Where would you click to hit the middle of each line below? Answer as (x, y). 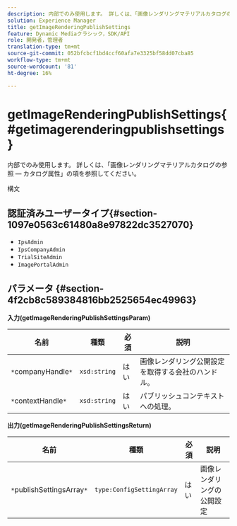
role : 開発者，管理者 (35, 40)
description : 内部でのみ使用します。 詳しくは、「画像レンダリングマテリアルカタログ (117, 14)
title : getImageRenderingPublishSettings (69, 27)
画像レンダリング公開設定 (182, 362)
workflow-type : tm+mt (39, 60)
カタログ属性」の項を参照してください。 (82, 173)
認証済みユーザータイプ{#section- (82, 213)
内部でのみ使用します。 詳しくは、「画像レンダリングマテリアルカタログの (114, 165)
